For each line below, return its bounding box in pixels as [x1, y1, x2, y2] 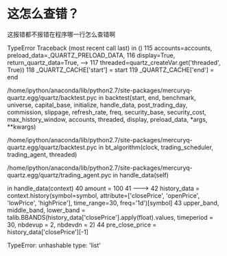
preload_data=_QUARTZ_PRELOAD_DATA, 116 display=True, [7, 51, 176, 59]
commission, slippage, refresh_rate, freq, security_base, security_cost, [7, 107, 207, 116]
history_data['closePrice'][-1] [7, 227, 89, 236]
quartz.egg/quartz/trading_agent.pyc [7, 170, 112, 179]
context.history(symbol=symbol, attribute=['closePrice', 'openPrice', [7, 191, 200, 199]
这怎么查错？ [7, 6, 80, 22]
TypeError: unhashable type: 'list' [7, 241, 101, 249]
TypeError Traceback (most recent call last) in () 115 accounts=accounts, [7, 44, 213, 52]
